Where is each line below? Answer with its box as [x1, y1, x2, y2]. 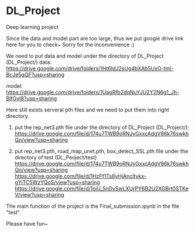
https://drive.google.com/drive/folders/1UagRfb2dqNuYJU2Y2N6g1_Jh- [6, 88, 180, 95]
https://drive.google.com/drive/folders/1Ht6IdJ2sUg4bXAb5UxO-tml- [6, 64, 174, 71]
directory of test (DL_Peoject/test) [14, 153, 97, 161]
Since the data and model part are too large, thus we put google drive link [6, 35, 184, 42]
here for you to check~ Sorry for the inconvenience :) [6, 41, 135, 48]
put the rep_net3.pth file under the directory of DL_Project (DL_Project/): [14, 124, 189, 131]
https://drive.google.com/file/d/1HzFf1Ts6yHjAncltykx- [14, 172, 147, 179]
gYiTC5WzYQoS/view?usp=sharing [14, 179, 101, 186]
